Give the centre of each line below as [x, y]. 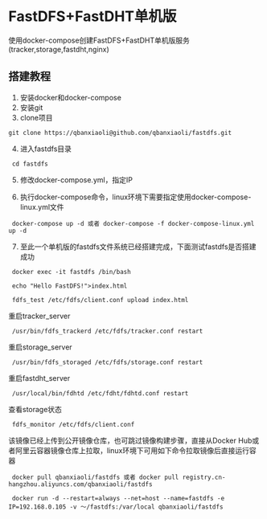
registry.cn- [204, 477]
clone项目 [37, 117]
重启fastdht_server [39, 378]
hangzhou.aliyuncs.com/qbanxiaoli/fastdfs [80, 484]
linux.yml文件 [42, 206]
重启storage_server [40, 347]
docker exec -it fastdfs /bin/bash [71, 272]
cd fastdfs [30, 164]
